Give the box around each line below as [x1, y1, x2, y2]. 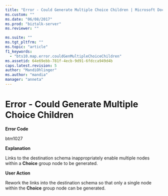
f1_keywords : [5, 49, 32, 54]
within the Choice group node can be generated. [5, 185, 106, 191]
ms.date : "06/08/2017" [5, 17, 52, 22]
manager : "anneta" [5, 77, 43, 82]
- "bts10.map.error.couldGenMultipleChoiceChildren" [9, 54, 122, 59]
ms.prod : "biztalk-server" [5, 21, 61, 27]
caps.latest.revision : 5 [5, 63, 57, 68]
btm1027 [5, 135, 23, 141]
